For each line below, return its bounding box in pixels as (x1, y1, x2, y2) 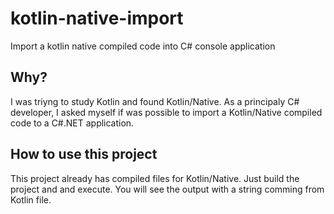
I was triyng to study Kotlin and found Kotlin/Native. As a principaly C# (10, 95, 300, 107)
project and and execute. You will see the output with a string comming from (10, 183, 325, 195)
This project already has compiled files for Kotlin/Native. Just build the (10, 172, 300, 184)
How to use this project (10, 146, 158, 163)
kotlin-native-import (10, 7, 184, 30)
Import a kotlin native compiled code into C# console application (10, 40, 276, 52)
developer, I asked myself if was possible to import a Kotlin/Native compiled (10, 106, 323, 118)
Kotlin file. (10, 193, 52, 206)
